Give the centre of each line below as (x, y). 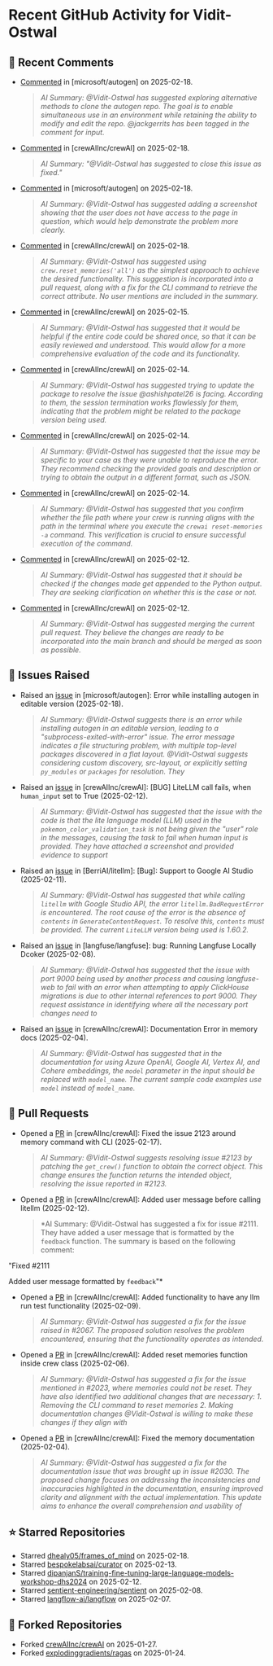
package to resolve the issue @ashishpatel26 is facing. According (152, 394)
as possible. (61, 650)
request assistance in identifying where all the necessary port (144, 1004)
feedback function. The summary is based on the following (138, 1241)
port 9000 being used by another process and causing (132, 978)
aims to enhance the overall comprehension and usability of (141, 1506)
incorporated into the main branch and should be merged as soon (151, 641)
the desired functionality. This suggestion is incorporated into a (147, 279)
